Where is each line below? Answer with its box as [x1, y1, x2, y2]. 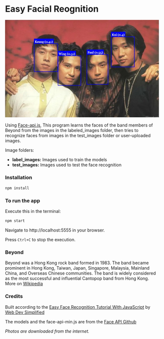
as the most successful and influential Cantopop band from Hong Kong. [5, 275, 149, 281]
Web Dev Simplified [5, 309, 45, 315]
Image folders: [5, 147, 34, 153]
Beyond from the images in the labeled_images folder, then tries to [5, 127, 139, 133]
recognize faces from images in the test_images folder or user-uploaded [5, 132, 151, 138]
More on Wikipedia [5, 281, 43, 287]
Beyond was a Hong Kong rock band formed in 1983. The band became [5, 260, 149, 266]
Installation [5, 174, 33, 181]
